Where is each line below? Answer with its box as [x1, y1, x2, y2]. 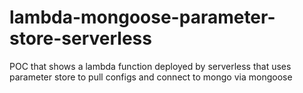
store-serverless [9, 27, 152, 50]
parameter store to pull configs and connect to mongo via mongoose [9, 71, 293, 83]
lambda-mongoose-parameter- [9, 6, 276, 29]
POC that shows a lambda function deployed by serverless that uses [9, 60, 292, 72]
